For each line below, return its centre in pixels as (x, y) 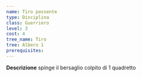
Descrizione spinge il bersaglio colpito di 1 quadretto (71, 67)
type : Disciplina (28, 17)
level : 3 (17, 28)
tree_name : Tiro (26, 39)
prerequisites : (25, 51)
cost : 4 (16, 34)
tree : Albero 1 (25, 45)
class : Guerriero (28, 23)
